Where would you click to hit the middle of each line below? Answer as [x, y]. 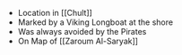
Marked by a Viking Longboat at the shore [95, 22]
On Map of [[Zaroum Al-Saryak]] [78, 41]
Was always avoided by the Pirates [82, 31]
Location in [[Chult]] [55, 13]
